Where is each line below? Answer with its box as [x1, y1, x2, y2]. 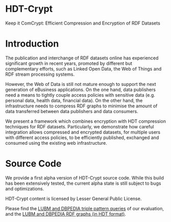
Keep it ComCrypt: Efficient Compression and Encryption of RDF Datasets [5, 20, 161, 26]
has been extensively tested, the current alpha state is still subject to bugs [5, 180, 161, 186]
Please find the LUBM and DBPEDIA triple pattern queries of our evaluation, [5, 205, 164, 211]
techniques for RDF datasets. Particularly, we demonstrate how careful [5, 123, 154, 129]
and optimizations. [5, 185, 44, 192]
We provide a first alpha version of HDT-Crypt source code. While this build [5, 174, 164, 181]
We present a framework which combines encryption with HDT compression [5, 118, 166, 124]
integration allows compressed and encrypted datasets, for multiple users [5, 129, 161, 135]
